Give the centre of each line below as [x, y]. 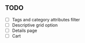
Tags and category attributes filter [46, 19]
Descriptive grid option [35, 25]
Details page [24, 30]
